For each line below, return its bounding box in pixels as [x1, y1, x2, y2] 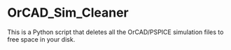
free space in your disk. [7, 35, 76, 43]
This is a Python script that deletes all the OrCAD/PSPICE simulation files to [7, 28, 224, 36]
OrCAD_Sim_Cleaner [7, 5, 129, 21]
